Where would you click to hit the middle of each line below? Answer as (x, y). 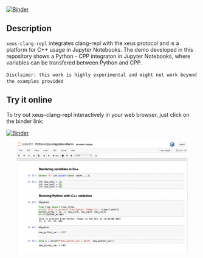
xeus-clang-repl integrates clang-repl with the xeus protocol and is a (93, 43)
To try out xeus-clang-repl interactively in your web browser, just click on (98, 114)
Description (29, 28)
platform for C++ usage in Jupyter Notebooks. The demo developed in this (100, 49)
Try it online (29, 100)
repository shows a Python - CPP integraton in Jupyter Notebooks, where (98, 56)
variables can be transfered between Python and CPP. (74, 62)
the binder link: (25, 121)
